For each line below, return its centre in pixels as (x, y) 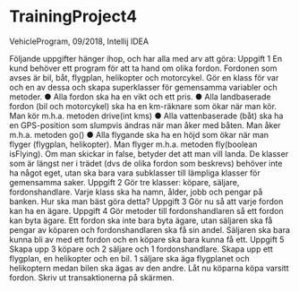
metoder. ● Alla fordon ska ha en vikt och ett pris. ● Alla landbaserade (140, 97)
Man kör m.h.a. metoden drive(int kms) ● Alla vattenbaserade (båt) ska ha (146, 116)
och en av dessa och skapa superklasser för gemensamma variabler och (143, 87)
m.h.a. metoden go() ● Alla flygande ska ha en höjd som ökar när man (139, 134)
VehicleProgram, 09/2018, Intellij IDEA (79, 41)
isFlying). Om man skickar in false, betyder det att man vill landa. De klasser (149, 153)
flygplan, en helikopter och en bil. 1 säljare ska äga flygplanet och (129, 258)
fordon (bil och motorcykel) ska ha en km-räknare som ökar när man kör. (143, 106)
